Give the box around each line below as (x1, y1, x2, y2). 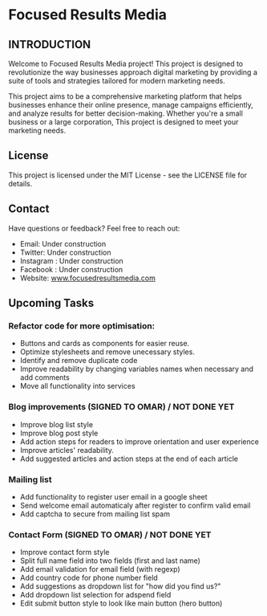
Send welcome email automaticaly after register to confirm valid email (19, 500, 251, 510)
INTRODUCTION (8, 38, 91, 51)
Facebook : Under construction (19, 264, 123, 274)
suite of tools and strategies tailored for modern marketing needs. (8, 76, 226, 85)
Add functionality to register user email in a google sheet (19, 492, 208, 501)
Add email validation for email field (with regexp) (19, 565, 180, 574)
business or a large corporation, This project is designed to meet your (8, 117, 239, 126)
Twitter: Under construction (19, 247, 111, 257)
